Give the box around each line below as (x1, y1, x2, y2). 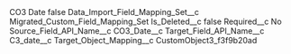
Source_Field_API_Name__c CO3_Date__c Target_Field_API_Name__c (9, 26, 265, 36)
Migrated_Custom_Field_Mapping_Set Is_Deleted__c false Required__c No (9, 16, 282, 27)
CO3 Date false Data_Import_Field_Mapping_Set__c (9, 7, 200, 17)
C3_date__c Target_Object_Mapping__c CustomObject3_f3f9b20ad (9, 35, 258, 45)
